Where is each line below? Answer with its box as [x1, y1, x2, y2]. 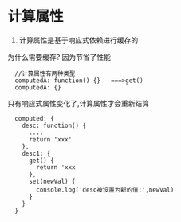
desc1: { [22, 149, 51, 157]
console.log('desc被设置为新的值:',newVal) [36, 185, 175, 194]
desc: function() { [22, 121, 87, 129]
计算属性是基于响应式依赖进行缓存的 [18, 35, 139, 45]
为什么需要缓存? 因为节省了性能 [7, 52, 112, 61]
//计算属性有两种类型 [14, 69, 76, 77]
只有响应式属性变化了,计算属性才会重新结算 [7, 98, 150, 108]
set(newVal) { [28, 177, 77, 185]
